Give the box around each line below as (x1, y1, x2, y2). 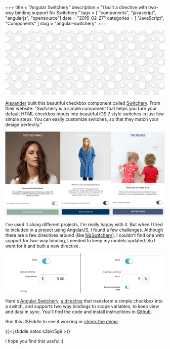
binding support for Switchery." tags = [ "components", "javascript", (15, 10, 156, 16)
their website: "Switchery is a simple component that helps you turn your (5, 106, 157, 112)
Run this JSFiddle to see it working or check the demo (5, 318, 118, 324)
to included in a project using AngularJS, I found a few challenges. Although (5, 227, 163, 233)
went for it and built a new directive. (5, 243, 80, 249)
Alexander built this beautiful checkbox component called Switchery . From (5, 100, 160, 106)
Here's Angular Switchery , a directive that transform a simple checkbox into (5, 298, 163, 304)
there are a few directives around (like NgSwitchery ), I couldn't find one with (5, 232, 164, 238)
